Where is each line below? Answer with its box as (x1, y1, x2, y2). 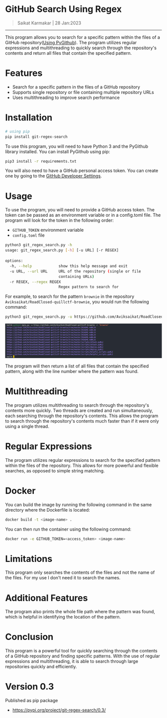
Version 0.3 (5, 681, 54, 692)
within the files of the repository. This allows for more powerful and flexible (5, 462, 159, 468)
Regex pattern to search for (58, 284, 119, 289)
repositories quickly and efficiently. (5, 664, 77, 670)
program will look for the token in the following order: (5, 217, 114, 223)
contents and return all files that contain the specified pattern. (5, 50, 132, 56)
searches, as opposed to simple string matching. (5, 467, 105, 473)
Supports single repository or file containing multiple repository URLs (12, 89, 154, 95)
